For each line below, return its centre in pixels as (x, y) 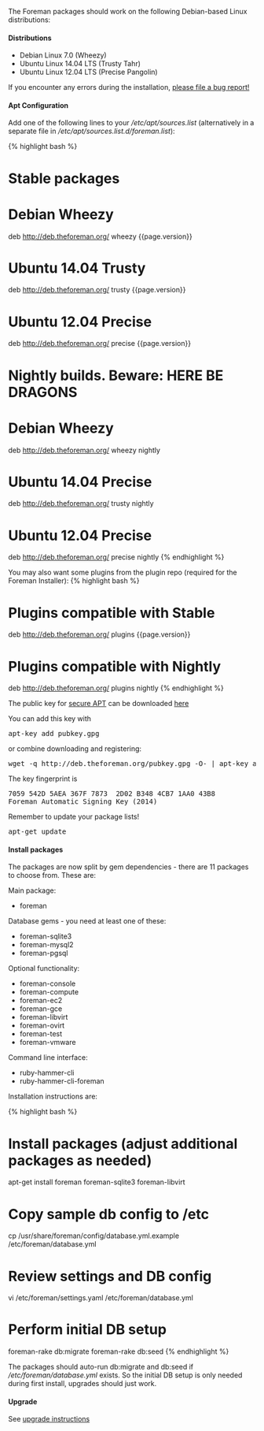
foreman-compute (49, 992)
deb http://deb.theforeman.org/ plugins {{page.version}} (99, 634)
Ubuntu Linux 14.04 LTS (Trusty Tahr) (80, 64)
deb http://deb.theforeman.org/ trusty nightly (81, 504)
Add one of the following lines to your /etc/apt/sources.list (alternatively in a (131, 123)
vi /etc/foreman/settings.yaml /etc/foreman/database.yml (101, 1298)
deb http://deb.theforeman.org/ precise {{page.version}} (99, 344)
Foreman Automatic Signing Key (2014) (83, 802)
